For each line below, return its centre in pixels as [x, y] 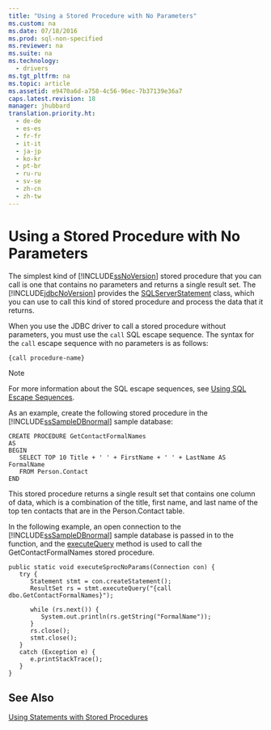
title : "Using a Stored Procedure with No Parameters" [103, 16]
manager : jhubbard [39, 106]
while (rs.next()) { [64, 610]
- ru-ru [29, 174]
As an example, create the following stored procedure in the [108, 412]
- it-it [29, 143]
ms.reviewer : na [36, 46]
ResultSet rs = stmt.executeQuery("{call [101, 588]
